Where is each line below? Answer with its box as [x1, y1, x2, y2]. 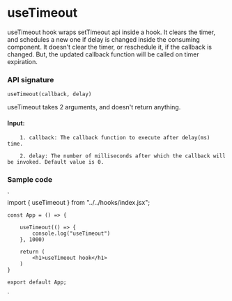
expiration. [7, 57, 38, 65]
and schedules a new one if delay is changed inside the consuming [7, 35, 200, 43]
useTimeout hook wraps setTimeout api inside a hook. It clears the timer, [7, 28, 216, 36]
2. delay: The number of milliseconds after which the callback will [20, 153, 226, 160]
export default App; [7, 279, 68, 286]
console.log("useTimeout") [32, 230, 111, 237]
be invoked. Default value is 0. [7, 159, 105, 166]
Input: [7, 118, 25, 127]
